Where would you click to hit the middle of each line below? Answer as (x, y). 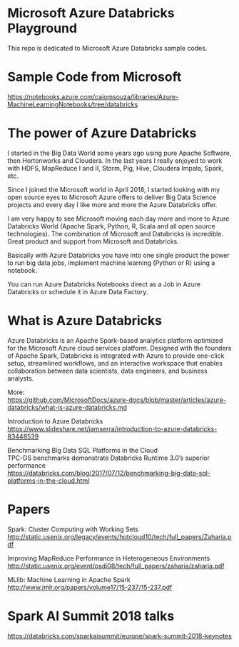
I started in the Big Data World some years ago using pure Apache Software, (119, 153)
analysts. (21, 378)
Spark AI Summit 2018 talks (91, 616)
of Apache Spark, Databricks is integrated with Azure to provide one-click (116, 356)
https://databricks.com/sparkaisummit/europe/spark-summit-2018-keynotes (119, 636)
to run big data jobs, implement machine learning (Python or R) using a (111, 263)
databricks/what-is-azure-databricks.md (67, 407)
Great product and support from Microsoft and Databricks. (93, 241)
